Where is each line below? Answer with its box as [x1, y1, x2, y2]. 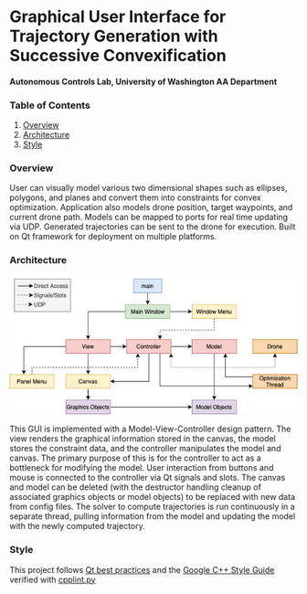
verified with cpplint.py [9, 574, 96, 585]
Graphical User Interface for [9, 6, 227, 27]
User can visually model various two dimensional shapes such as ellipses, [9, 183, 288, 194]
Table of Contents [9, 99, 91, 111]
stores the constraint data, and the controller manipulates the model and [9, 443, 281, 454]
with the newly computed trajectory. [9, 521, 146, 532]
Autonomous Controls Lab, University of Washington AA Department [9, 76, 278, 87]
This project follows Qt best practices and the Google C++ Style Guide [9, 564, 275, 575]
